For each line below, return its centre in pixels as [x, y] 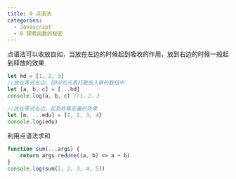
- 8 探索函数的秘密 [38, 33]
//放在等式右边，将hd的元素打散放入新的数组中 [66, 83]
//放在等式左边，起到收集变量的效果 [52, 108]
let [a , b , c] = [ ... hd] [44, 89]
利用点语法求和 [29, 136]
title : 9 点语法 [29, 14]
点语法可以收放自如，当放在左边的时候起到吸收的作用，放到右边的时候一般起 [118, 54]
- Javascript [33, 27]
